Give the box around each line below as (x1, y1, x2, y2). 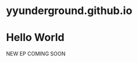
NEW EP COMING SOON (6, 50, 66, 57)
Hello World (6, 31, 65, 44)
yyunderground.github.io (6, 4, 133, 18)
